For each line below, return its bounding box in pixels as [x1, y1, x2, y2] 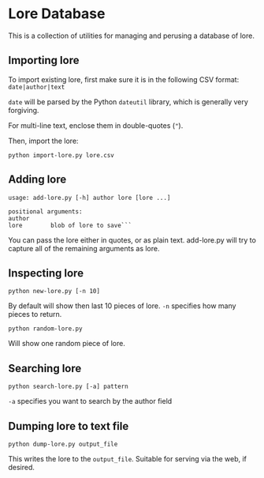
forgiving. [8, 105, 39, 115]
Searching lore [8, 361, 82, 375]
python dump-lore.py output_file [8, 440, 118, 448]
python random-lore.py [8, 325, 83, 333]
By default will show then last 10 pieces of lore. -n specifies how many [8, 301, 236, 311]
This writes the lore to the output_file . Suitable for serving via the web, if [8, 454, 247, 463]
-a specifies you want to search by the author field [8, 397, 173, 406]
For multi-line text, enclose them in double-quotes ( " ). [8, 120, 184, 130]
